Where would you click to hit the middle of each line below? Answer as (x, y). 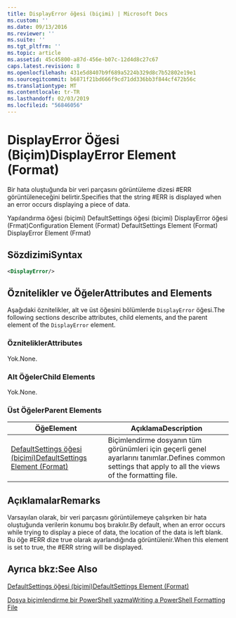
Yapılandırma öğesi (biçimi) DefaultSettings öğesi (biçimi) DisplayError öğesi (118, 218)
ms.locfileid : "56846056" (45, 105)
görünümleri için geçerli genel (157, 449)
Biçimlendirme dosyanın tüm (155, 440)
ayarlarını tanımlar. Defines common (166, 458)
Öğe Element (56, 428)
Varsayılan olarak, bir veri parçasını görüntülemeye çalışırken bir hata (107, 517)
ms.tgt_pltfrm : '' (34, 46)
